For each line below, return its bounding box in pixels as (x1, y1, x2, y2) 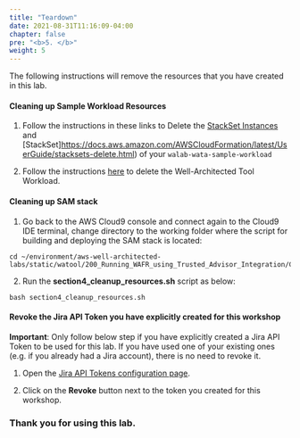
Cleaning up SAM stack (9, 195, 98, 206)
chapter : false (9, 29, 66, 38)
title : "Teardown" (9, 12, 78, 22)
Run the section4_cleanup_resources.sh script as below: (21, 276, 237, 286)
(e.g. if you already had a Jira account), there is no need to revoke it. (9, 350, 262, 361)
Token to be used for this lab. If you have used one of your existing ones (9, 341, 275, 351)
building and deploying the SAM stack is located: (21, 235, 203, 245)
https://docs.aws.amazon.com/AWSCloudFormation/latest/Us (61, 139, 287, 150)
